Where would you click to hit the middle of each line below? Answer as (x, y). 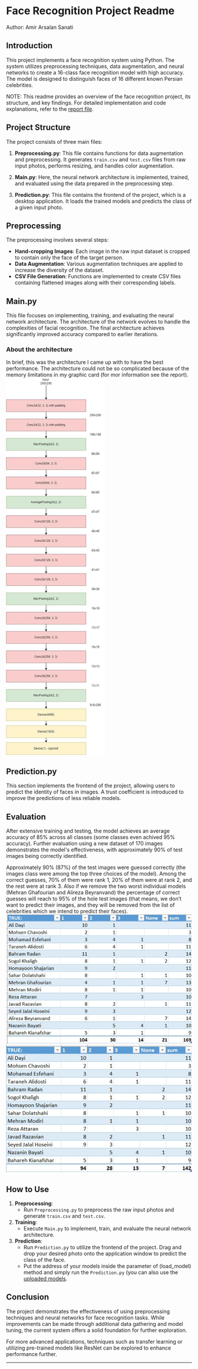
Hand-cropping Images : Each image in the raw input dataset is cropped (102, 251)
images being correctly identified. (47, 856)
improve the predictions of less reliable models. (64, 798)
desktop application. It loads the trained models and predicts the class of (103, 201)
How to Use (28, 1189)
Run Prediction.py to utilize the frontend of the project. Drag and (102, 1248)
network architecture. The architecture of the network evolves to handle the (98, 322)
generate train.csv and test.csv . (64, 1216)
